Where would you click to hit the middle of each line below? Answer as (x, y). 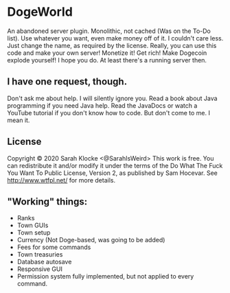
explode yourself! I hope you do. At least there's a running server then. (107, 60)
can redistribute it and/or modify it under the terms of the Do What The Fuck (115, 165)
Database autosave (44, 262)
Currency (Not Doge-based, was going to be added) (91, 240)
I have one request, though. (67, 82)
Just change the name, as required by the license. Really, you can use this (112, 45)
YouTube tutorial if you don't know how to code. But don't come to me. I (109, 113)
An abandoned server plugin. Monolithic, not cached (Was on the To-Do (109, 31)
